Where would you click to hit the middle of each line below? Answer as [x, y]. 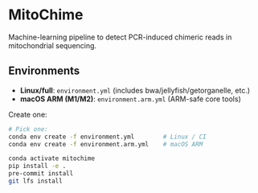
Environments [44, 71]
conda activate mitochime [51, 158]
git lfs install [35, 181]
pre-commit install [41, 174]
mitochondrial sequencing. [53, 45]
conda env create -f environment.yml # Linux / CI [107, 137]
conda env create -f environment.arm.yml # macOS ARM [106, 144]
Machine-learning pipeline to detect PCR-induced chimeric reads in [120, 37]
